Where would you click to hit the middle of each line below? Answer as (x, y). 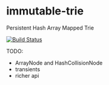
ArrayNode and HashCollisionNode (59, 63)
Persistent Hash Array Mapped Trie (50, 28)
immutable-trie (45, 11)
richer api (27, 75)
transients (28, 69)
